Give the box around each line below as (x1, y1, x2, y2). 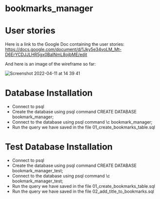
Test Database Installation (5, 142, 113, 152)
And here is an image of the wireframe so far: (5, 61, 96, 67)
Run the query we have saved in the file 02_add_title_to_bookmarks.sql (12, 188, 154, 194)
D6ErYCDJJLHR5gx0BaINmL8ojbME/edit (5, 52, 88, 57)
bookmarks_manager (5, 3, 93, 14)
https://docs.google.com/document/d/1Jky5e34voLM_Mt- (5, 47, 122, 53)
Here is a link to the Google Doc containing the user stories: (5, 41, 124, 47)
